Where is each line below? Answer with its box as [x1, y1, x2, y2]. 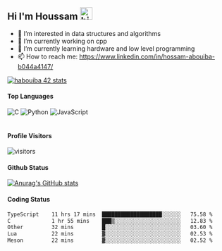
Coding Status [7, 195, 51, 204]
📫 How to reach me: [17, 52, 78, 61]
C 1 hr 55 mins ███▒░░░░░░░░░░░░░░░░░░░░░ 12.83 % [7, 217, 213, 224]
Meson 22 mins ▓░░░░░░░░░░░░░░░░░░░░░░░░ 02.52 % [7, 237, 213, 244]
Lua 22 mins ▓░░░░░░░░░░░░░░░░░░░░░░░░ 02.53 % [7, 231, 213, 238]
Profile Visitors [7, 131, 52, 140]
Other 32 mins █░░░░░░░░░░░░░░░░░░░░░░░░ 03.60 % [7, 224, 213, 231]
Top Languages [7, 92, 54, 101]
